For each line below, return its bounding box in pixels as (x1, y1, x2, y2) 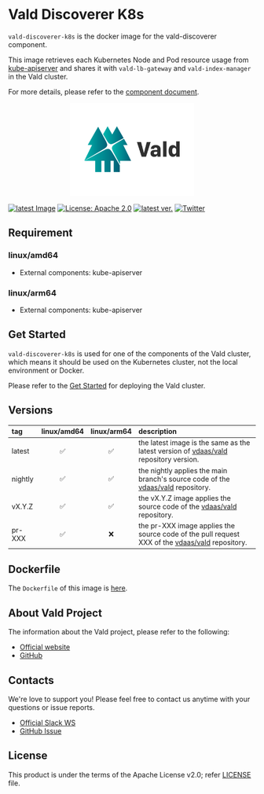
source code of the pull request (138, 529, 240, 539)
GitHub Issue (19, 726, 62, 736)
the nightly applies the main (138, 465, 228, 475)
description (138, 427, 178, 436)
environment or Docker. (8, 366, 85, 375)
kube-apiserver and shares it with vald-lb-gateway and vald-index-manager (8, 63, 251, 72)
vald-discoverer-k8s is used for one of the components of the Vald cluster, (8, 348, 251, 358)
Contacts (8, 674, 55, 687)
